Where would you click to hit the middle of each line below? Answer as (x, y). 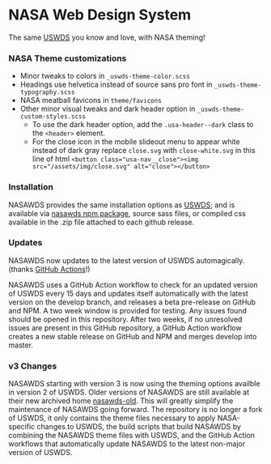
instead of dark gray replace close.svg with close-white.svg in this (144, 151)
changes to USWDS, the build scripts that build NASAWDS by (139, 427)
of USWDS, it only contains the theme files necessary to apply (112, 418)
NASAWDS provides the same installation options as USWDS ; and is (122, 205)
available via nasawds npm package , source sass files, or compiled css (127, 213)
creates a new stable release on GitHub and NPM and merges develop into (133, 336)
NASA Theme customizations (68, 58)
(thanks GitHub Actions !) (49, 269)
